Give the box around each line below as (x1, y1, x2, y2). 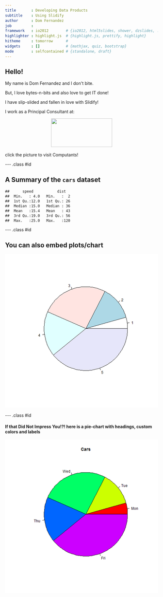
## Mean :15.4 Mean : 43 (5, 208, 70, 214)
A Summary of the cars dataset (5, 175, 101, 184)
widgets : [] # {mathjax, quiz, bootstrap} (5, 44, 127, 49)
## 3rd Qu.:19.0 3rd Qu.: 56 (5, 213, 70, 219)
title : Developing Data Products (5, 8, 88, 13)
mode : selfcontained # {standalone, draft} (5, 49, 112, 54)
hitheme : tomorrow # (5, 39, 68, 44)
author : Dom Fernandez (5, 18, 64, 23)
